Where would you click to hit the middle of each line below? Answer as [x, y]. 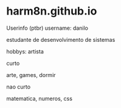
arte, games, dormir [31, 75]
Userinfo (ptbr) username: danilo [47, 28]
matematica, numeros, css [40, 98]
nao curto [19, 87]
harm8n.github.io [52, 11]
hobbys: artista [25, 51]
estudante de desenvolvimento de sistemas [61, 39]
